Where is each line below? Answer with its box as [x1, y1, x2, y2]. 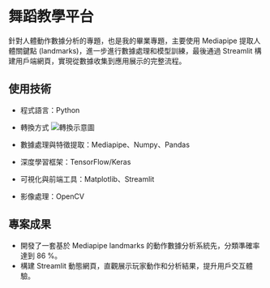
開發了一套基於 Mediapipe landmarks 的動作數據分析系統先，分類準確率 [19, 240, 260, 250]
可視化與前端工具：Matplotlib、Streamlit [19, 174, 155, 183]
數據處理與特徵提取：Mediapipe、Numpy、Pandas [19, 140, 191, 149]
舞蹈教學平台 [8, 7, 95, 26]
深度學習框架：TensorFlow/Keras [19, 157, 131, 166]
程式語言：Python [19, 105, 80, 114]
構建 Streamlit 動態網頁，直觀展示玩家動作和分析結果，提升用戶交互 [19, 260, 246, 270]
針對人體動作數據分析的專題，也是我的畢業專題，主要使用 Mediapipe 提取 [8, 36, 254, 45]
